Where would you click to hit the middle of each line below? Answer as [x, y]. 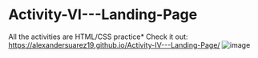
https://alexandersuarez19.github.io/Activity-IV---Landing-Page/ [114, 44]
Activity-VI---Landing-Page [103, 15]
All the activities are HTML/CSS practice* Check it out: [98, 37]
